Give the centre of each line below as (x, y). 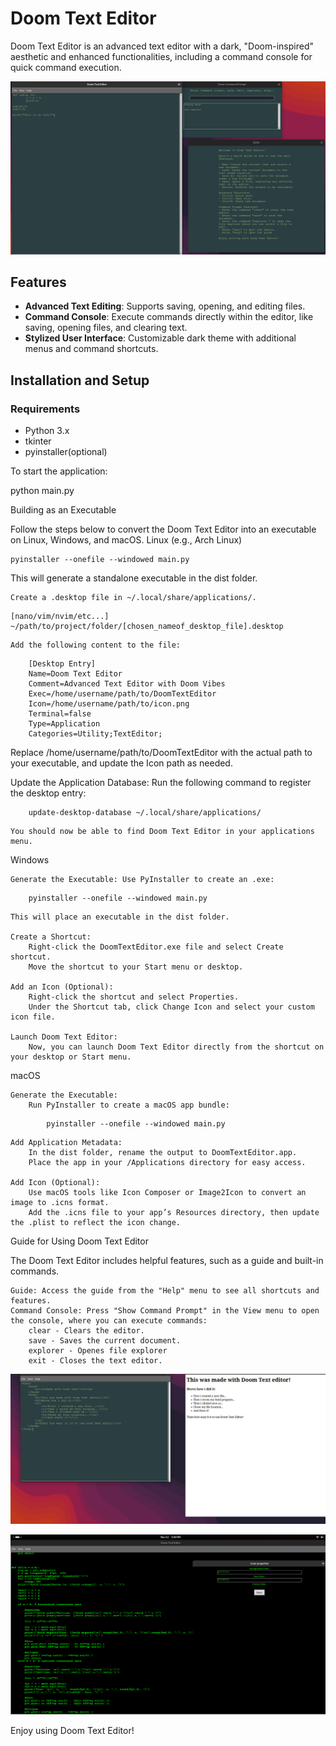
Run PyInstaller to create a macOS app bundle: (129, 1105)
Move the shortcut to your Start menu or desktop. (136, 967)
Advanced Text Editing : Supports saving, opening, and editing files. (165, 306)
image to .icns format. (60, 1203)
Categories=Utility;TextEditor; (95, 734)
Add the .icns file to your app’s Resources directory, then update (174, 1213)
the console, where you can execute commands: (109, 1321)
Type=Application (64, 724)
